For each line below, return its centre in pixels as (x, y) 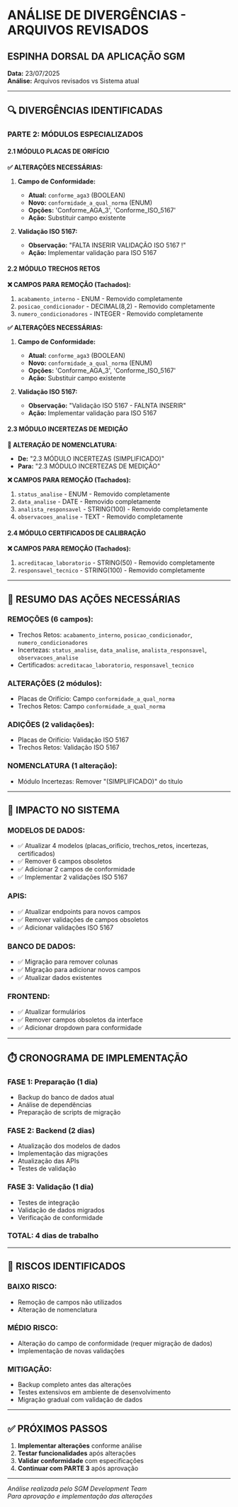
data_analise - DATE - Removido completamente (89, 501)
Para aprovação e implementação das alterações (80, 1496)
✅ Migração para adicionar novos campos (79, 969)
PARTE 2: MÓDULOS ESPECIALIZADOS (75, 135)
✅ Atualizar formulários (52, 1012)
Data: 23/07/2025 (34, 73)
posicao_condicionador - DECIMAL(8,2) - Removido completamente (116, 306)
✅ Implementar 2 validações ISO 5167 (73, 877)
